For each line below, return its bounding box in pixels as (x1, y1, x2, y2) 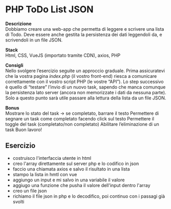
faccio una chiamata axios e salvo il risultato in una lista (12, 165, 130, 172)
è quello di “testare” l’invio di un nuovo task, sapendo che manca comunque (5, 83, 166, 90)
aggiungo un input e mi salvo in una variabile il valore (12, 177, 125, 183)
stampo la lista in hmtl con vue (12, 171, 77, 177)
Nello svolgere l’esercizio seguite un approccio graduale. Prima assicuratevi (5, 68, 165, 74)
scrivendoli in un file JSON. (5, 37, 63, 43)
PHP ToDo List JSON (5, 4, 94, 15)
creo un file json (12, 187, 47, 194)
